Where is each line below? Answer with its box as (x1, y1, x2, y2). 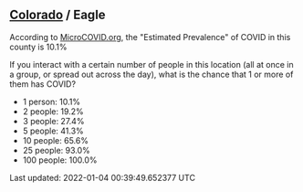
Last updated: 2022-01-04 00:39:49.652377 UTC (9, 172, 196, 183)
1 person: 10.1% (22, 96, 80, 107)
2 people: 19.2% (22, 105, 84, 117)
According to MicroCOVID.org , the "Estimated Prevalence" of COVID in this (9, 31, 291, 42)
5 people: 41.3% (22, 125, 84, 136)
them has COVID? (9, 78, 76, 90)
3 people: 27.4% (22, 115, 85, 126)
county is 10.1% (9, 41, 68, 52)
